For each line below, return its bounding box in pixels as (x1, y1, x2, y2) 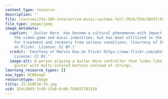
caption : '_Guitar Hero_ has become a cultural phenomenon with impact (9, 30, 162, 35)
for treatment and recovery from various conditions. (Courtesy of (14, 40, 157, 45)
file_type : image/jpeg (5, 21, 52, 26)
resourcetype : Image (5, 77, 48, 82)
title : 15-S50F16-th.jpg (5, 81, 57, 86)
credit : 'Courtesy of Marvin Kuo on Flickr (9, 49, 101, 54)
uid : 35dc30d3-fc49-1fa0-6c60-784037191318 (5, 86, 97, 91)
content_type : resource (5, 7, 55, 12)
